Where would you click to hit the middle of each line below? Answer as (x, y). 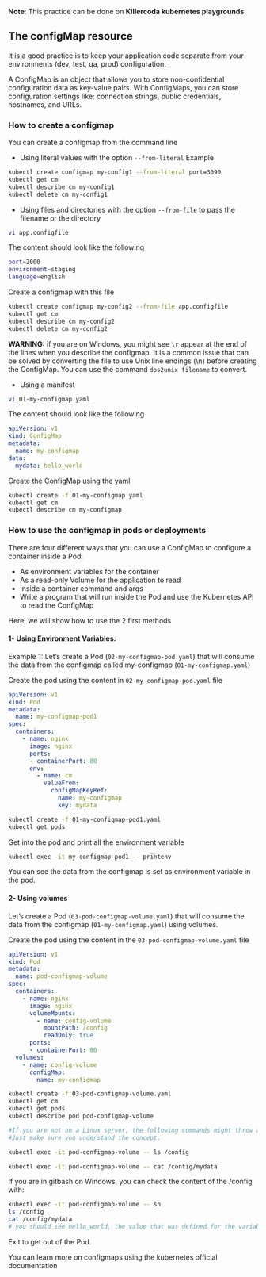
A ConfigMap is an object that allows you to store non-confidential (116, 79)
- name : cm (55, 776)
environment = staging (42, 270)
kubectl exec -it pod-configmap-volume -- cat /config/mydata (113, 1166)
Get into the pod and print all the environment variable (96, 842)
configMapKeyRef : (79, 791)
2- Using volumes (38, 899)
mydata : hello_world (49, 466)
